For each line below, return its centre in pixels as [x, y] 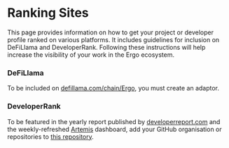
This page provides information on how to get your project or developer [110, 32]
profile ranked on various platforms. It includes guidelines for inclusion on [113, 39]
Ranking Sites [48, 13]
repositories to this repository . [51, 136]
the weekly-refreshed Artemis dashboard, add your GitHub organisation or [114, 129]
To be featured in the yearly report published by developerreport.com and [114, 121]
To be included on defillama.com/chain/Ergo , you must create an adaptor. [113, 88]
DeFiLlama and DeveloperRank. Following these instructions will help [106, 47]
